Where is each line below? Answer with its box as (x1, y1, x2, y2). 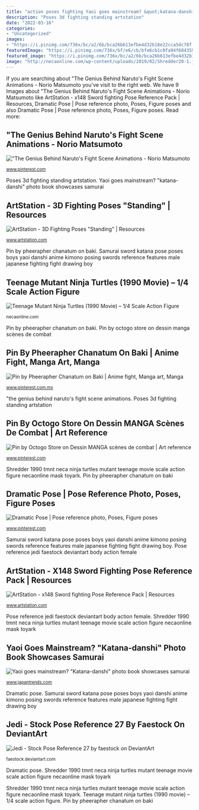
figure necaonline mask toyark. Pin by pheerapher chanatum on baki (6, 472, 174, 479)
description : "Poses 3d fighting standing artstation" (6, 14, 145, 20)
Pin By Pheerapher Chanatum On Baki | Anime (6, 348, 179, 358)
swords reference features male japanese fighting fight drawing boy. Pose (6, 542, 187, 550)
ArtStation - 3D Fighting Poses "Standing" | (6, 200, 171, 211)
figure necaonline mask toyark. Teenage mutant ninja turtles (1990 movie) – (6, 790, 190, 798)
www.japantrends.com (6, 679, 52, 685)
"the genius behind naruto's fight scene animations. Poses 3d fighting (6, 395, 176, 402)
